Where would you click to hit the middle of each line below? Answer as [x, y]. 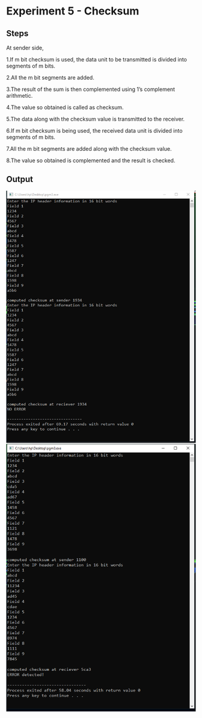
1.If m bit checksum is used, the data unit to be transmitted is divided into [97, 59]
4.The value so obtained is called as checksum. [65, 107]
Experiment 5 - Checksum [73, 11]
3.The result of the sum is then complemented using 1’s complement [91, 89]
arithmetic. [20, 96]
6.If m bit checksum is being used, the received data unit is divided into [94, 131]
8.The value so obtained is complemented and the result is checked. [91, 160]
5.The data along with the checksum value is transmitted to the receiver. [96, 119]
